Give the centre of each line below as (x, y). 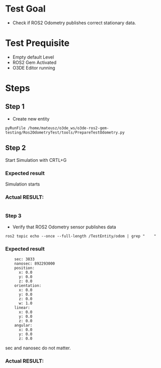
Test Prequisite (37, 43)
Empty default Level (33, 57)
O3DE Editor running (34, 68)
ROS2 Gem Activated (34, 62)
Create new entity (31, 118)
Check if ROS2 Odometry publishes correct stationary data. (74, 23)
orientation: (28, 285)
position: (25, 268)
